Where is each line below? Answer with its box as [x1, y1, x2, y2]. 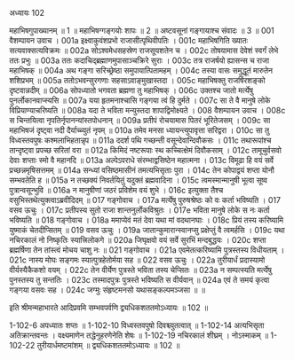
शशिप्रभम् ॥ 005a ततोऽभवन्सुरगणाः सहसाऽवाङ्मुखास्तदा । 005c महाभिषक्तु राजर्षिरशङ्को [9, 75, 266, 85]
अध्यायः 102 [9, 8, 45, 18]
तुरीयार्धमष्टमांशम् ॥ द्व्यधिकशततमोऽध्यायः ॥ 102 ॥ [36, 340, 180, 350]
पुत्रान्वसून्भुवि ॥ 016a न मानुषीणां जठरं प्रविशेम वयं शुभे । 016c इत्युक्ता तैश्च [9, 185, 224, 195]
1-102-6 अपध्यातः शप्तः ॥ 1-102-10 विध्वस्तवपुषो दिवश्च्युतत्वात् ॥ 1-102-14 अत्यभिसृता [9, 320, 265, 331]
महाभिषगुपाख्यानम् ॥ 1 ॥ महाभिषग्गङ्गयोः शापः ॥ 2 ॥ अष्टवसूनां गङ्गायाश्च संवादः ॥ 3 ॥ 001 [9, 26, 275, 35]
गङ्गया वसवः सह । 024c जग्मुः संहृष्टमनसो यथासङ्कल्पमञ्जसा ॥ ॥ [9, 285, 206, 295]
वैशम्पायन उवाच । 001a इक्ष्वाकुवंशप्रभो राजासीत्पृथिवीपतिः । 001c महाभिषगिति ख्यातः [9, 35, 249, 45]
